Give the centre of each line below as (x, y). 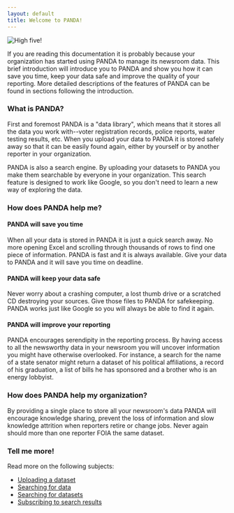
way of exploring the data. (45, 189)
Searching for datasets (50, 494)
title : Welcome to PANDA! (45, 20)
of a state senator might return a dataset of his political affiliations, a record (116, 362)
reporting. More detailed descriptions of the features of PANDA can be (109, 83)
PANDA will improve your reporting (59, 324)
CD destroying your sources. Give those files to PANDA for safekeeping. (111, 301)
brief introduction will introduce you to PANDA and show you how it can (110, 68)
